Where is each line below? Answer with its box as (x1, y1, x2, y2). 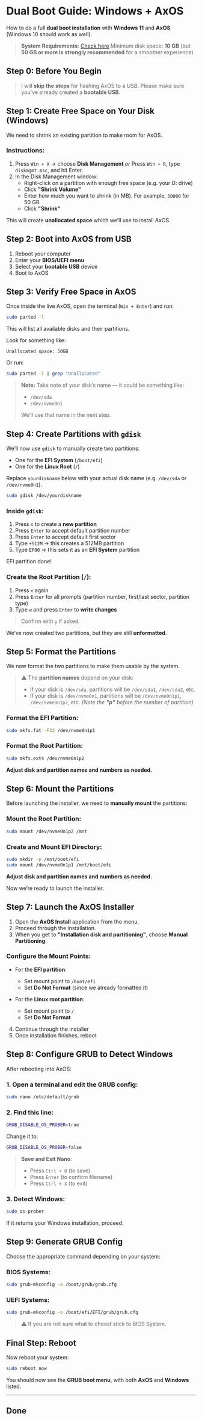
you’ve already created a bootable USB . (20, 89, 121, 96)
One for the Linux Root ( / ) (14, 463, 80, 471)
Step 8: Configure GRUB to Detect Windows (6, 1049, 173, 1060)
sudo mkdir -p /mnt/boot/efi (6, 856, 79, 862)
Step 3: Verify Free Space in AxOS (6, 287, 136, 297)
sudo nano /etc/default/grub (6, 1093, 79, 1100)
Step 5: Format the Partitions (6, 646, 116, 657)
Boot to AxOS (14, 269, 49, 277)
